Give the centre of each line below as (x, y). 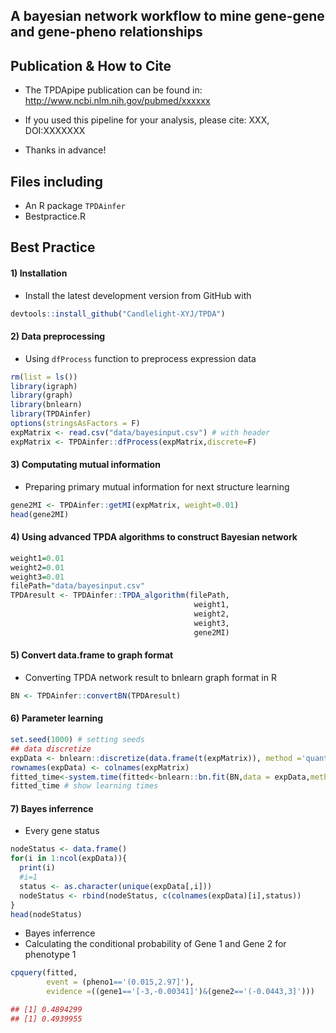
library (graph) (42, 395)
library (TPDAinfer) (51, 414)
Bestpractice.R (55, 216)
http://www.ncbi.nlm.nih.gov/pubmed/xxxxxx (117, 101)
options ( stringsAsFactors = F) (75, 424)
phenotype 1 (50, 955)
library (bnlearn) (46, 405)
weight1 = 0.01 (37, 558)
